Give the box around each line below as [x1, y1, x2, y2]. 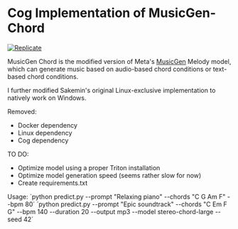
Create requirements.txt [17, 179, 88, 187]
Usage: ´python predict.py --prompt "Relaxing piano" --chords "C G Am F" [7, 192, 226, 201]
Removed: [7, 107, 37, 116]
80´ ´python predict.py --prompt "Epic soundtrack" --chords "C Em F [24, 200, 227, 208]
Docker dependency [17, 121, 78, 129]
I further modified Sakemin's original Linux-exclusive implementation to [7, 86, 216, 94]
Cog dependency [17, 136, 69, 145]
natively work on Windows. [7, 94, 87, 102]
